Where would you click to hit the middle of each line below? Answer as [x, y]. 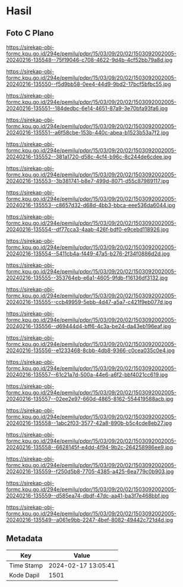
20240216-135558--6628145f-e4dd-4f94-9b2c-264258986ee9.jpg [90, 447]
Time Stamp [26, 566]
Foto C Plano [30, 33]
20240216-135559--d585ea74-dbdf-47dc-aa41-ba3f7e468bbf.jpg [88, 496]
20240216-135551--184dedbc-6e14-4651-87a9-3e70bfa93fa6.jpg [87, 108]
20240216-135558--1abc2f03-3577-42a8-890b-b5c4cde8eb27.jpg [89, 423]
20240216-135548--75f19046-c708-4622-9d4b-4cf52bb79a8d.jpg [89, 60]
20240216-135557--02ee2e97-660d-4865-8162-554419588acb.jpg [90, 399]
